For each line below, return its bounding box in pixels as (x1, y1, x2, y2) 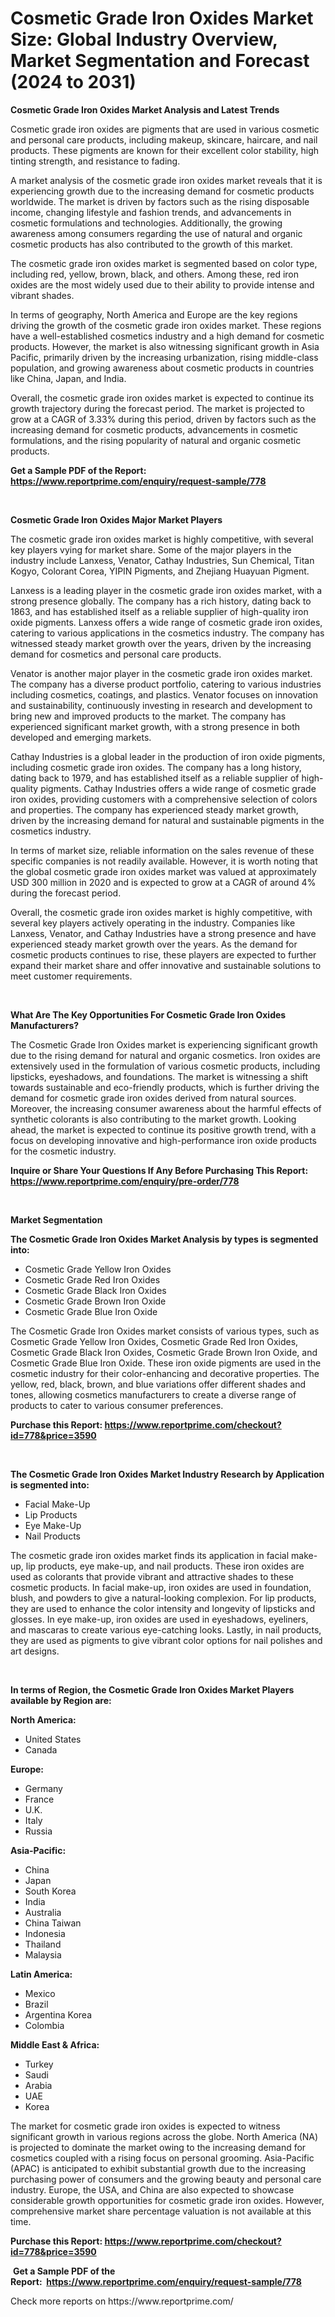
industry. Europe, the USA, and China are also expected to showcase (10, 2183, 295, 2196)
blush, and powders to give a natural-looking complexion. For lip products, (10, 1592, 317, 1604)
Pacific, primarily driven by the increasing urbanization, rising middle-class (10, 351, 319, 363)
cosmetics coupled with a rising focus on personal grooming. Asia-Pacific (10, 2152, 315, 2164)
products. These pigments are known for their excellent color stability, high (10, 144, 320, 156)
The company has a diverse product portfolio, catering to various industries (10, 678, 322, 690)
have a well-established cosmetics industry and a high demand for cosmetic (10, 330, 325, 342)
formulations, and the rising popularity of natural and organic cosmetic (10, 434, 302, 446)
